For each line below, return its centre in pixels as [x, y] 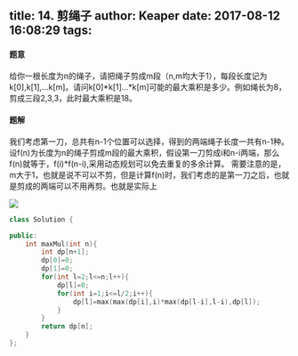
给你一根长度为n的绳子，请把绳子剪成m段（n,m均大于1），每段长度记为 [138, 76]
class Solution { [41, 219]
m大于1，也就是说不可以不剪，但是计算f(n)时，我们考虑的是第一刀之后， [141, 174]
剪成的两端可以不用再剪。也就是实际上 [87, 186]
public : [24, 235]
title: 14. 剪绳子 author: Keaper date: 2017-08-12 [145, 16]
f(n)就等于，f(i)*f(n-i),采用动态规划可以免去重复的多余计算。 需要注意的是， [148, 164]
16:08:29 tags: [51, 31]
